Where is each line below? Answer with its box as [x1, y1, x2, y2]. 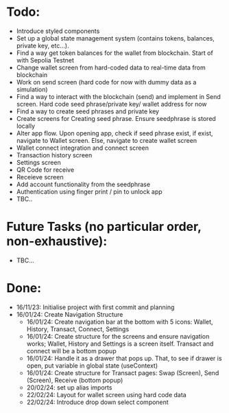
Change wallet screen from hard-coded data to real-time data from [16, 63, 206, 71]
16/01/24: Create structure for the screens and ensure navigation [26, 332, 210, 340]
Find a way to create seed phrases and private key [16, 107, 159, 115]
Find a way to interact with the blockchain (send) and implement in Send [16, 92, 221, 100]
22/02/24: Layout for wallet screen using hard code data [26, 390, 186, 399]
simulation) [16, 85, 49, 93]
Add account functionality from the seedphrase [16, 180, 151, 188]
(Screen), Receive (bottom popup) [26, 376, 123, 384]
